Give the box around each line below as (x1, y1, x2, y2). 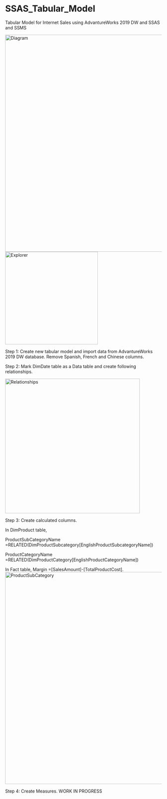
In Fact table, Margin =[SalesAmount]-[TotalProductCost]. (5, 566, 124, 572)
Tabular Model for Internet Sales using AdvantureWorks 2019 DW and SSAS (5, 19, 160, 25)
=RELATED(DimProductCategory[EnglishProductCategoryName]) (5, 557, 139, 563)
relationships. (5, 369, 33, 375)
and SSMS (5, 24, 27, 30)
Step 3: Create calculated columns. (5, 517, 77, 523)
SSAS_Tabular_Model (5, 3, 95, 14)
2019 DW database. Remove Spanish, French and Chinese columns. (5, 354, 144, 360)
